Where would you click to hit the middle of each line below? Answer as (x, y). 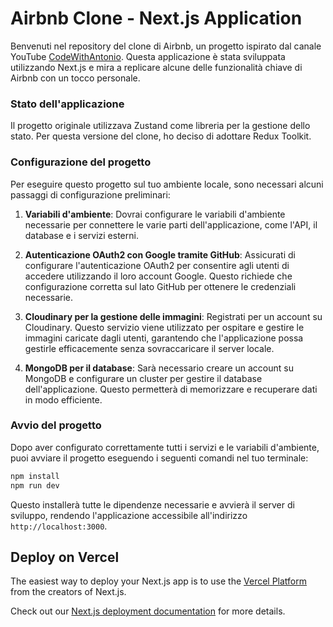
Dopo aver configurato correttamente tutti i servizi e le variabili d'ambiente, (165, 447)
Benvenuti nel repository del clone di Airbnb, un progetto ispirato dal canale (166, 46)
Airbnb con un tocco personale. (75, 78)
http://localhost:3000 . (59, 526)
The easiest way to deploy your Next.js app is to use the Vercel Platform (159, 581)
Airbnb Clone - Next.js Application (156, 18)
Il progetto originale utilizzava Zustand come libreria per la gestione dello (160, 126)
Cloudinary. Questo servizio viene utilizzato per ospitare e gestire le (164, 327)
